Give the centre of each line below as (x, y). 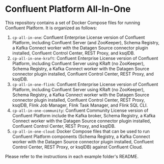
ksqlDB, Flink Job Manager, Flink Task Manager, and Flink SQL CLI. (80, 105)
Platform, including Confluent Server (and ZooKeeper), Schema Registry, (86, 42)
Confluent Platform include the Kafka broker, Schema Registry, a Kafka (84, 115)
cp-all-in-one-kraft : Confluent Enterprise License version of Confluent (85, 58)
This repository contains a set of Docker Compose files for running (73, 23)
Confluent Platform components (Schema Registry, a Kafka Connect (81, 137)
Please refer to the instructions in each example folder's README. (72, 156)
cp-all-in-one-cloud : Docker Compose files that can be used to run (81, 131)
